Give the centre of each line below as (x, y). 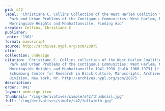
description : (18, 83)
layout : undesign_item (28, 92)
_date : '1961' (20, 37)
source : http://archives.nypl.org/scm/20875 (51, 46)
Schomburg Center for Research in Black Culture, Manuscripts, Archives (85, 74)
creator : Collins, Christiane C (38, 28)
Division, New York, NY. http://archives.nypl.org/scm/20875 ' (75, 78)
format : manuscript (25, 42)
